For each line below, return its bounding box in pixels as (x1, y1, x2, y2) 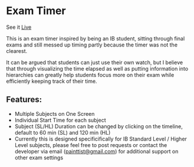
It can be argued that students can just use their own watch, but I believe (6, 59, 183, 66)
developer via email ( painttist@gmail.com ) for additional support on (14, 148, 179, 155)
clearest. (6, 47, 28, 54)
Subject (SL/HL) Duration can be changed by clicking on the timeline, (14, 122, 183, 130)
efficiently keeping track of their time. (6, 78, 97, 85)
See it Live (6, 24, 32, 31)
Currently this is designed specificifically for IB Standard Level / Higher (14, 135, 188, 142)
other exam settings (14, 154, 64, 161)
